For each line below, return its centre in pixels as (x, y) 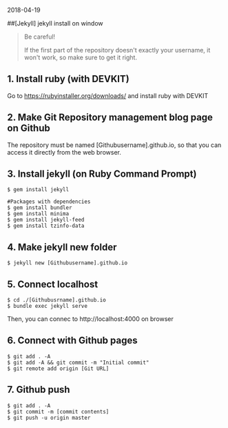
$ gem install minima (38, 214)
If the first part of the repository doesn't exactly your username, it (117, 50)
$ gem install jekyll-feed (46, 220)
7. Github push (39, 390)
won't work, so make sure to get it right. (81, 57)
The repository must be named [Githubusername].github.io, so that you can (114, 145)
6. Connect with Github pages (72, 341)
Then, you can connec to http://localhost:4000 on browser (91, 319)
